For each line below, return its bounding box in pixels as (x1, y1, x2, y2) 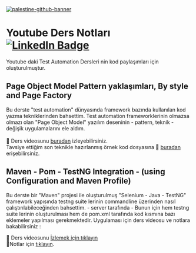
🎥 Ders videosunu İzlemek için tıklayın (6, 234, 98, 241)
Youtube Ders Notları (6, 26, 111, 40)
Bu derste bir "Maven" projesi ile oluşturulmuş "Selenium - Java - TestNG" (6, 191, 187, 198)
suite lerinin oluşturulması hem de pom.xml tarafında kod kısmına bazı (6, 210, 175, 217)
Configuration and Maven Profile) (6, 176, 131, 186)
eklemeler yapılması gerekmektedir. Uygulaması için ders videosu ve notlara (6, 217, 190, 224)
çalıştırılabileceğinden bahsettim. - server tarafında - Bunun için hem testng (6, 204, 190, 211)
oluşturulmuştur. (6, 64, 46, 71)
